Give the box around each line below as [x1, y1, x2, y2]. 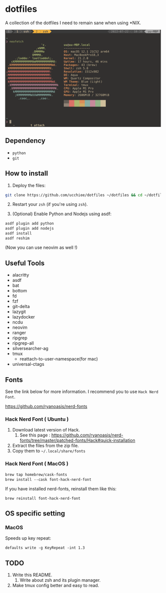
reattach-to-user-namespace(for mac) [19, 356, 98, 362]
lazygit [12, 309, 26, 315]
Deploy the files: [12, 182, 46, 188]
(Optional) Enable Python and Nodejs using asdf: [12, 211, 112, 217]
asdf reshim [5, 236, 30, 241]
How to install [5, 169, 48, 178]
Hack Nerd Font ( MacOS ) [5, 460, 69, 467]
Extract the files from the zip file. [12, 443, 79, 449]
